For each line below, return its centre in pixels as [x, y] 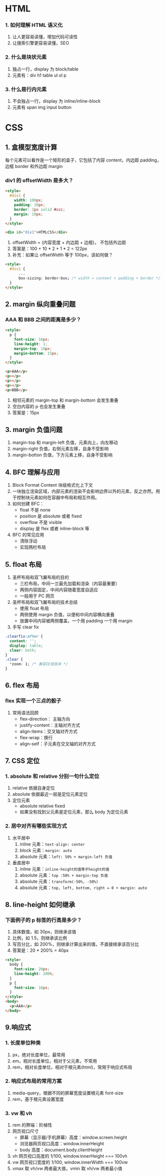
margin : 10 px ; [28, 214]
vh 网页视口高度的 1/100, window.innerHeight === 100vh [70, 1156]
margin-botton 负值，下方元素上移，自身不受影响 [62, 455]
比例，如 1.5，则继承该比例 [40, 938]
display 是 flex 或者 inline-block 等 [55, 529]
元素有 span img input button [42, 107]
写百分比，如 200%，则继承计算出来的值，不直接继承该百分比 [76, 944]
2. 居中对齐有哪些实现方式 [36, 826]
